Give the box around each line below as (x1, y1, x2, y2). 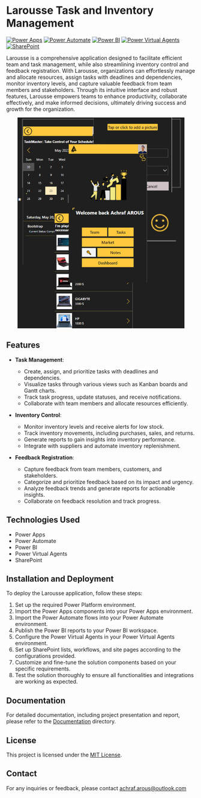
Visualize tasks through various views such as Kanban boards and (23, 380, 188, 388)
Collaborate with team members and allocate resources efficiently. (23, 399, 188, 407)
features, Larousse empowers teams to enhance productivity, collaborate (6, 93, 187, 100)
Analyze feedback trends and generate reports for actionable (23, 485, 175, 492)
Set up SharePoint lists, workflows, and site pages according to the (14, 646, 181, 653)
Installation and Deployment (6, 574, 114, 584)
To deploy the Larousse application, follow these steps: (6, 590, 143, 597)
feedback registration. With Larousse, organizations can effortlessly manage (6, 67, 196, 74)
